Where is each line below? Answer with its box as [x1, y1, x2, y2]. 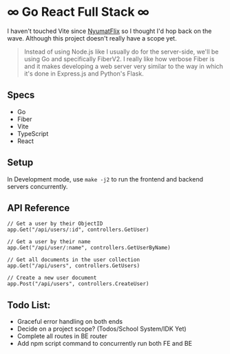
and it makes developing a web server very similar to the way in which [23, 62, 224, 70]
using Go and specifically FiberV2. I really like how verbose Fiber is [23, 54, 215, 63]
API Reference [7, 202, 70, 214]
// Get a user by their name [7, 239, 91, 245]
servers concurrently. [7, 182, 68, 190]
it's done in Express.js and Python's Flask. [23, 69, 144, 78]
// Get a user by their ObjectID [7, 221, 103, 228]
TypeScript [17, 129, 49, 137]
